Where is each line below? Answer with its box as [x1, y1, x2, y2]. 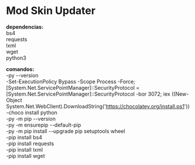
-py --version [6, 72, 39, 79]
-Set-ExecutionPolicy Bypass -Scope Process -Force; [6, 78, 136, 85]
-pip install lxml [6, 146, 43, 153]
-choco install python [6, 109, 57, 116]
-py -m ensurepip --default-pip [6, 121, 81, 128]
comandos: [6, 65, 35, 72]
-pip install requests [6, 140, 54, 147]
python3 [6, 54, 26, 61]
